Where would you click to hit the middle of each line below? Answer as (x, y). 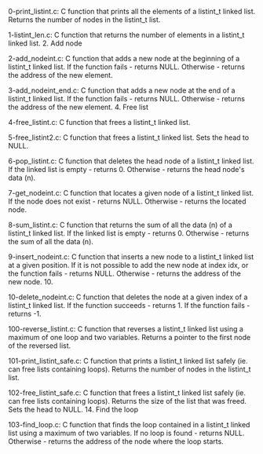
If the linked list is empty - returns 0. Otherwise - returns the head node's (126, 169)
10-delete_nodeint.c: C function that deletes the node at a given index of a (128, 297)
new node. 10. (31, 282)
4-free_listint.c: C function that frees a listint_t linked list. (99, 122)
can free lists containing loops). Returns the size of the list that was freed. (128, 401)
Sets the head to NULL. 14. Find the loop (73, 409)
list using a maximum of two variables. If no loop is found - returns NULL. (126, 433)
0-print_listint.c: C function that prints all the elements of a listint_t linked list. (132, 11)
